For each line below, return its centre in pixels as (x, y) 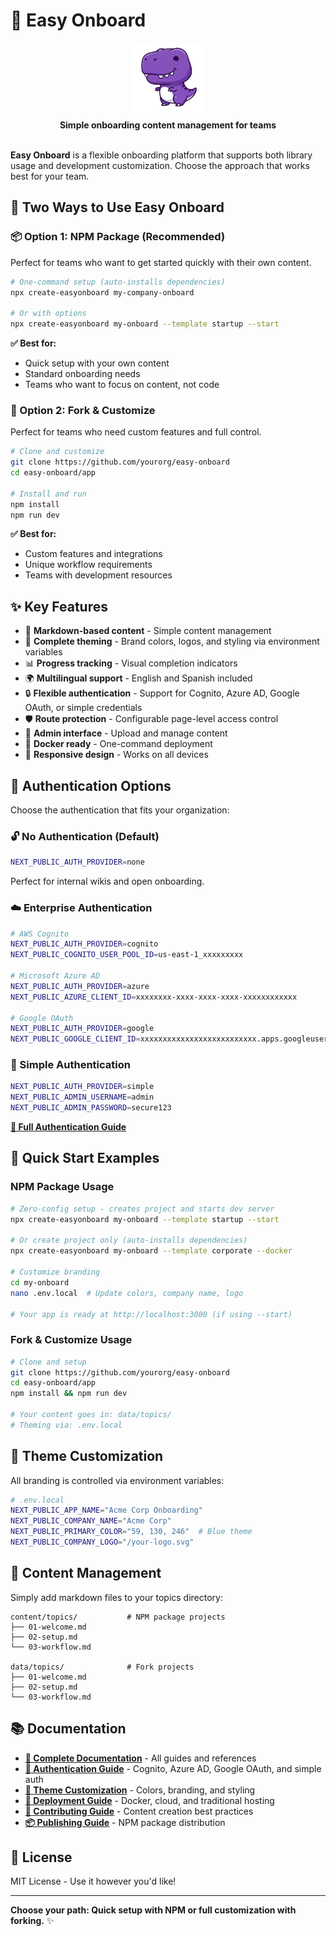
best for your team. (50, 176)
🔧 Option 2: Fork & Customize (83, 410)
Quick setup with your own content (97, 363)
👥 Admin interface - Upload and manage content (126, 733)
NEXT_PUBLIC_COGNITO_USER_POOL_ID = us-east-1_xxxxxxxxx (127, 955)
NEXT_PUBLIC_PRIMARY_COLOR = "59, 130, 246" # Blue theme (131, 1532)
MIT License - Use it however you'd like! (93, 1881)
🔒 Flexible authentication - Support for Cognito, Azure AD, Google (162, 693)
